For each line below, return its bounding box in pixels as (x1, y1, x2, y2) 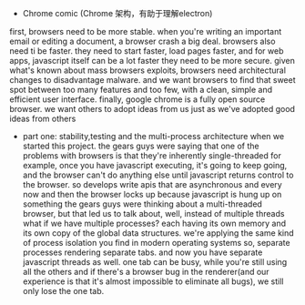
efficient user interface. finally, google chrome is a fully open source (9, 94, 266, 105)
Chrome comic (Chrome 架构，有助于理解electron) (22, 8, 213, 18)
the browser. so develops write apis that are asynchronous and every (22, 179, 282, 189)
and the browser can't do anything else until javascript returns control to (22, 169, 294, 180)
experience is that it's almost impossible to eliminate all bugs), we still (22, 276, 284, 287)
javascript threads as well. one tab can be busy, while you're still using (22, 257, 288, 267)
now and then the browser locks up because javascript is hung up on (22, 189, 282, 199)
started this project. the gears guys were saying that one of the (22, 140, 259, 151)
